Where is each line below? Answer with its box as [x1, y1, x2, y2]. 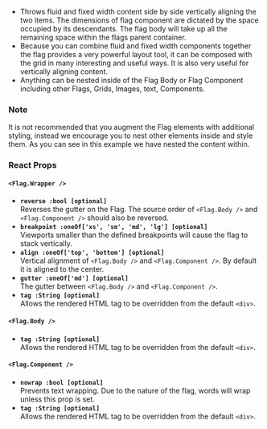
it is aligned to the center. [19, 264, 105, 274]
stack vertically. [19, 239, 72, 248]
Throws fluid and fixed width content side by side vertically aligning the [19, 7, 257, 16]
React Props [8, 160, 57, 171]
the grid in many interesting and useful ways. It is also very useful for [19, 58, 249, 68]
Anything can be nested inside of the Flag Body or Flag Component [19, 76, 244, 85]
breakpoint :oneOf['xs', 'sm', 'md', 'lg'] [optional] [19, 223, 208, 231]
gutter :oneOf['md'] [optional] [19, 274, 129, 283]
